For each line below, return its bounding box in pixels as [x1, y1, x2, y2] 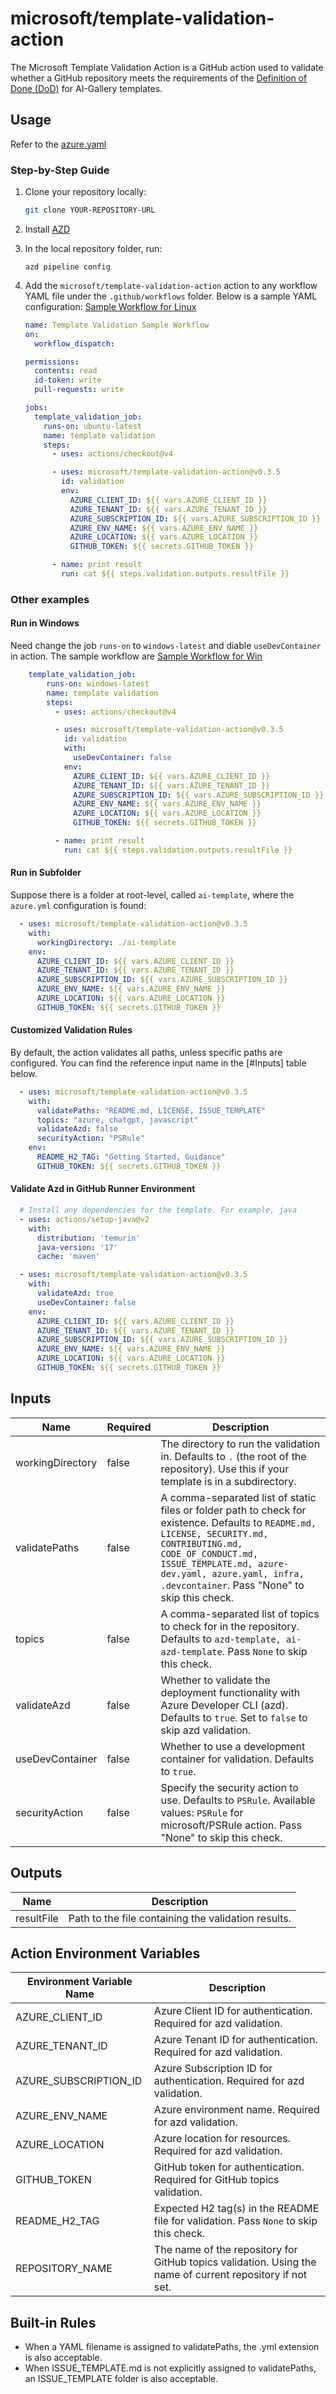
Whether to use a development [160, 1739, 306, 1753]
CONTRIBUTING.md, [160, 1538, 243, 1549]
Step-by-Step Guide [10, 163, 110, 177]
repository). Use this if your [160, 1462, 290, 1476]
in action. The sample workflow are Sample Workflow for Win [10, 650, 263, 662]
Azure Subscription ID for [153, 2062, 273, 2076]
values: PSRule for [160, 1805, 244, 1819]
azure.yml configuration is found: [10, 900, 147, 911]
